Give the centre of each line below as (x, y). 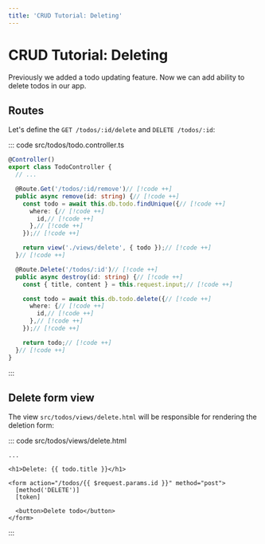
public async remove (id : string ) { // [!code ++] (97, 196)
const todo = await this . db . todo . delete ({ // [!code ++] (117, 299)
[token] (28, 497)
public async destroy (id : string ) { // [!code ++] (99, 277)
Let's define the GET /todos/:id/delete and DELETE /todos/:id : (112, 130)
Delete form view (51, 398)
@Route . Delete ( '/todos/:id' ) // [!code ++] (87, 269)
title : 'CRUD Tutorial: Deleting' (66, 16)
